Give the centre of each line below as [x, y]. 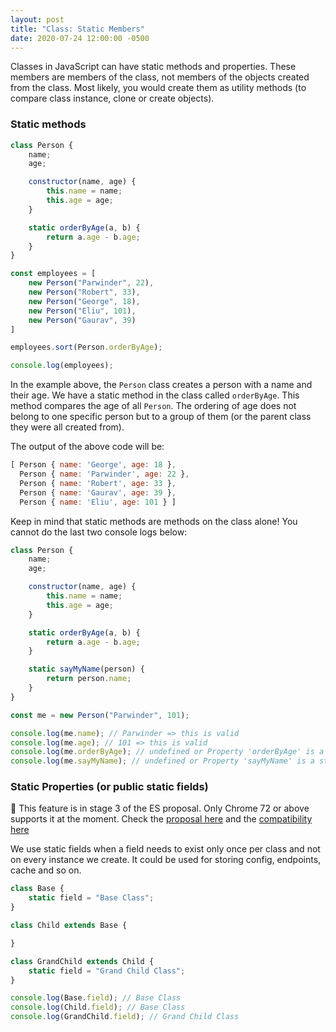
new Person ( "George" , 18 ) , [84, 301]
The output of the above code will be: [87, 447]
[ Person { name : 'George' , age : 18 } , [93, 465]
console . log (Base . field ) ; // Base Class [96, 998]
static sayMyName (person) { [86, 669]
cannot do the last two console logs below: [99, 532]
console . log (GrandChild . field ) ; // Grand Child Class [125, 1017]
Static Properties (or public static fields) [109, 787]
